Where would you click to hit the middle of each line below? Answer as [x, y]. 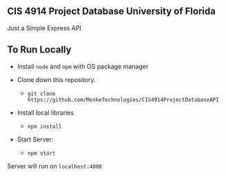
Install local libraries [45, 113]
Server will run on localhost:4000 [54, 166]
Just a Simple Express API [44, 28]
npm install [44, 126]
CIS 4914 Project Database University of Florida [111, 11]
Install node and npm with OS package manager [83, 66]
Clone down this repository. [56, 79]
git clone [42, 94]
